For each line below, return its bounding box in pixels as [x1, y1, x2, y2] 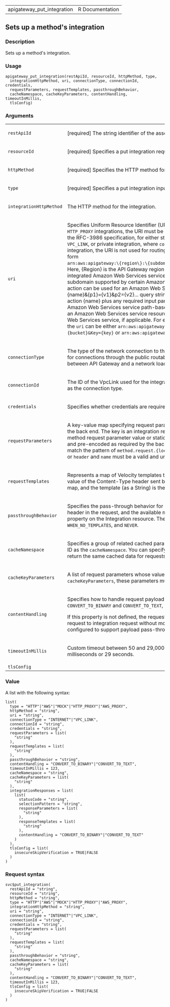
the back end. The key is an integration [67, 428, 159, 435]
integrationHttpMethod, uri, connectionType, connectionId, [10, 78, 139, 83]
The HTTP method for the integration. [67, 203, 156, 210]
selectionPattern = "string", [18, 801, 82, 806]
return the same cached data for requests [67, 553, 166, 560]
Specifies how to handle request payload [67, 596, 164, 603]
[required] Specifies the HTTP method [67, 167, 158, 174]
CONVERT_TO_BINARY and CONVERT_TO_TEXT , [67, 602, 163, 609]
